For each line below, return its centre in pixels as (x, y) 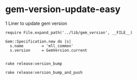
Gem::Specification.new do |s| (38, 42)
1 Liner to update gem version (36, 23)
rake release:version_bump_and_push (44, 72)
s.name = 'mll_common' (42, 46)
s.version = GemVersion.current (48, 50)
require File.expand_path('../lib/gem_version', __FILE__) (69, 32)
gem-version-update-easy (63, 9)
